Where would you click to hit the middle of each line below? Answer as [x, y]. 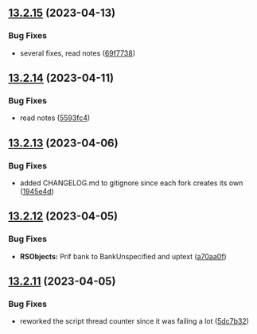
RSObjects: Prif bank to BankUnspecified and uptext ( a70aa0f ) [123, 256]
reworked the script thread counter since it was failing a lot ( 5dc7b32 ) [134, 321]
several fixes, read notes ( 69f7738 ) [77, 53]
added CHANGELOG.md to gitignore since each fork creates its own [131, 183]
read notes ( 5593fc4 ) [55, 118]
